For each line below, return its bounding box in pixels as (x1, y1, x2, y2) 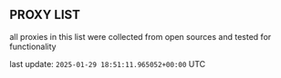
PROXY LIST (9, 7, 80, 23)
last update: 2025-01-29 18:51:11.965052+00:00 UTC (9, 58, 206, 69)
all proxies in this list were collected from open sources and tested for (9, 31, 272, 42)
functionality (9, 41, 57, 52)
